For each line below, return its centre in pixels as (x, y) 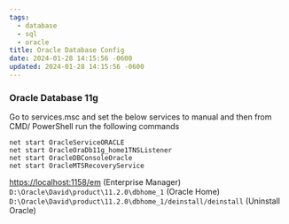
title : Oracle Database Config (67, 50)
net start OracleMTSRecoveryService (77, 166)
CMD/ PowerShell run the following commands (94, 127)
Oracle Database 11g (54, 97)
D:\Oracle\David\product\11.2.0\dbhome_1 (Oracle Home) (114, 192)
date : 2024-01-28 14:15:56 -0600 (71, 58)
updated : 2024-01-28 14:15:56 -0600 (77, 67)
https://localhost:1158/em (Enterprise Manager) (95, 182)
